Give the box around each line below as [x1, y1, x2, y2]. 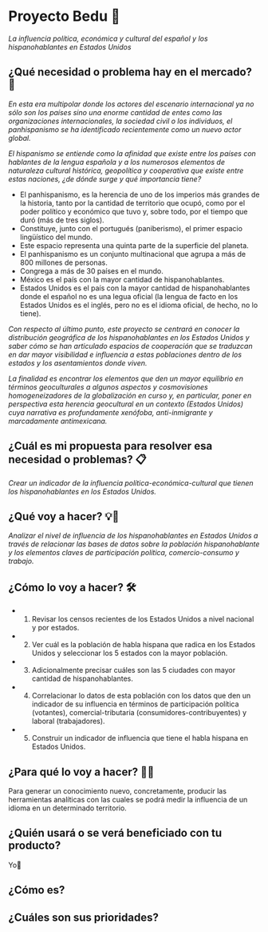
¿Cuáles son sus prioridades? [8, 910, 160, 924]
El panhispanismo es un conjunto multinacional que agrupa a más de [19, 249, 246, 258]
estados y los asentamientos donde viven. [8, 358, 148, 367]
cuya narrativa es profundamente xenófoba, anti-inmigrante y [8, 407, 213, 417]
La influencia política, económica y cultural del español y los [8, 34, 209, 43]
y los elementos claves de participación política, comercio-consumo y [8, 548, 239, 558]
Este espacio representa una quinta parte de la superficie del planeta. [19, 240, 249, 250]
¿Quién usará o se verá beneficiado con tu [8, 826, 223, 840]
